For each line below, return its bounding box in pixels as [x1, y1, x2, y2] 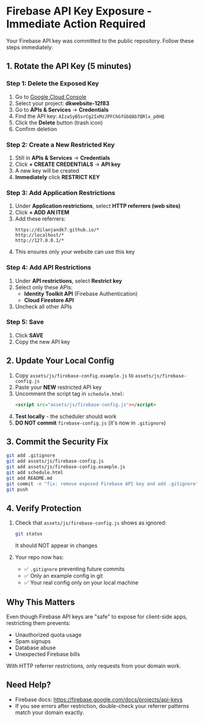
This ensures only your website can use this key [14, 248, 135, 256]
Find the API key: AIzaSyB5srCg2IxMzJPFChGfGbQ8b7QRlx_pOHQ [14, 112, 164, 119]
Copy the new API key [14, 338, 71, 345]
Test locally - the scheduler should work [14, 412, 117, 420]
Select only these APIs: [14, 283, 73, 291]
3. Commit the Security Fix [6, 436, 109, 446]
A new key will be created [14, 167, 80, 174]
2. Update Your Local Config [6, 356, 115, 366]
